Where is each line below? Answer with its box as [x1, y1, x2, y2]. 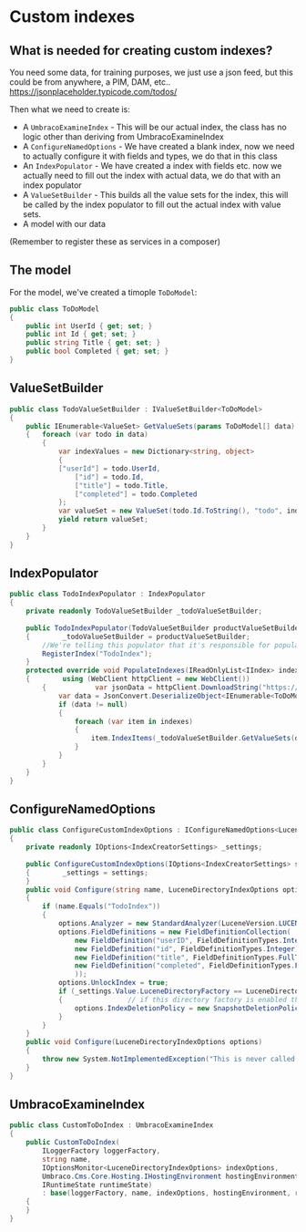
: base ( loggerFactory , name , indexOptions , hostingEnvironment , [42, 1188, 291, 1198]
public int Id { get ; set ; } [25, 330, 137, 339]
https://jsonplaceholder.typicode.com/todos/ [9, 87, 178, 97]
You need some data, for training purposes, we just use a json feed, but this [9, 67, 293, 78]
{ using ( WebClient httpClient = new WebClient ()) [25, 675, 250, 684]
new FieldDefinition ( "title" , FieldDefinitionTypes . [74, 953, 280, 962]
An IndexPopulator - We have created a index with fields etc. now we [22, 160, 282, 171]
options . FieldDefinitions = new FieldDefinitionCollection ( [57, 927, 291, 937]
